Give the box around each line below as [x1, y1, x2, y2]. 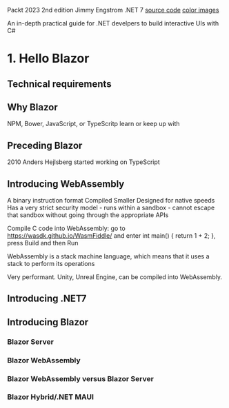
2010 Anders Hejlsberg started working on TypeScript [7, 158, 160, 166]
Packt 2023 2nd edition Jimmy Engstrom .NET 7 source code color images [7, 6, 219, 14]
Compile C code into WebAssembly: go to [7, 224, 126, 233]
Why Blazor [7, 101, 58, 113]
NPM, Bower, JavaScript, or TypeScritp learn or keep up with [7, 120, 181, 128]
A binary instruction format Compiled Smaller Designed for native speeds [7, 196, 215, 205]
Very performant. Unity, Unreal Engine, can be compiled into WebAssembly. [7, 273, 223, 281]
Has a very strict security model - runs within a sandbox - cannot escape [7, 203, 215, 212]
